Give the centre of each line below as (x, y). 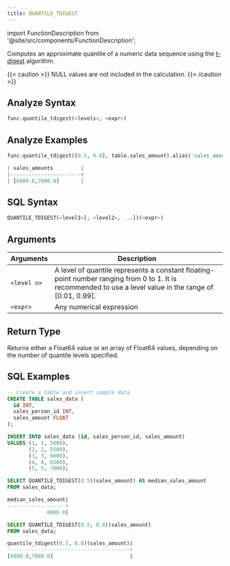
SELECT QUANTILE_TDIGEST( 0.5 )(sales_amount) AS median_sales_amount (107, 481)
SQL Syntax (33, 202)
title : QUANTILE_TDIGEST (42, 13)
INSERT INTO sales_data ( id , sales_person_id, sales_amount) (96, 436)
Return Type (34, 331)
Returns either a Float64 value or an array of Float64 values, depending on (112, 347)
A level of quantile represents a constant (119, 270)
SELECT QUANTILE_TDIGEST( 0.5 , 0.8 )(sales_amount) (79, 525)
